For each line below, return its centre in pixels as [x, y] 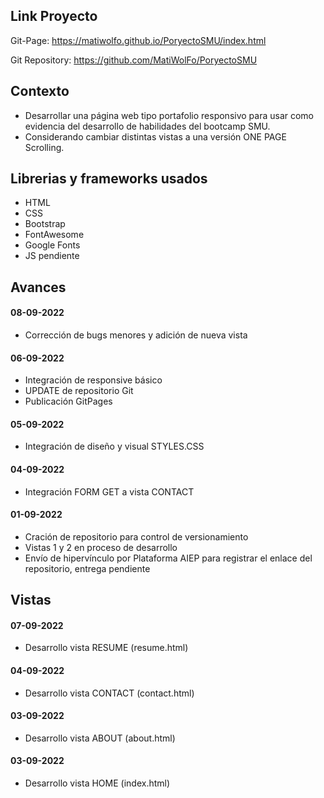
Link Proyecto [54, 16]
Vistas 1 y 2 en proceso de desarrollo [101, 547]
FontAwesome [54, 235]
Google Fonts [52, 245]
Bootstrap [45, 224]
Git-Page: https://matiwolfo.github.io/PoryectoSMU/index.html [138, 40]
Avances [38, 287]
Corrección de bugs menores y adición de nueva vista [136, 335]
